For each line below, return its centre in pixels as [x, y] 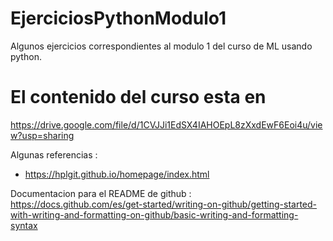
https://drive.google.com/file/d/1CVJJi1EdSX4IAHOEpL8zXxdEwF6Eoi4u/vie [166, 124]
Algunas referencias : [54, 154]
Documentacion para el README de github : [101, 193]
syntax [24, 225]
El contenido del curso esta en [138, 97]
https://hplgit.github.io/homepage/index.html [117, 174]
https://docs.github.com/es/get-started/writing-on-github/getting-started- [163, 204]
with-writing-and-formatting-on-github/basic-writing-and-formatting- [154, 214]
